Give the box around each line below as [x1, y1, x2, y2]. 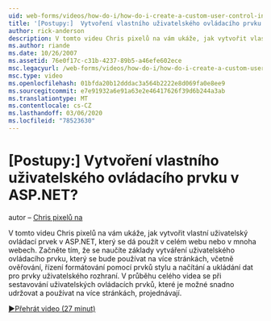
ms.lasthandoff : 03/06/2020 [8, 110, 103, 118]
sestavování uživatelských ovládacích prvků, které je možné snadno [8, 279, 235, 289]
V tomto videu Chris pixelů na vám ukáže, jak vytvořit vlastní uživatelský [8, 227, 248, 238]
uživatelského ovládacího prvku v [8, 169, 240, 187]
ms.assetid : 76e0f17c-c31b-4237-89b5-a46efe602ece [8, 57, 182, 65]
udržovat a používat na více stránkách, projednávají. [8, 288, 182, 298]
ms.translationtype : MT [8, 94, 89, 102]
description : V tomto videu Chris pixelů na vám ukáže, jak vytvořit [8, 34, 248, 43]
